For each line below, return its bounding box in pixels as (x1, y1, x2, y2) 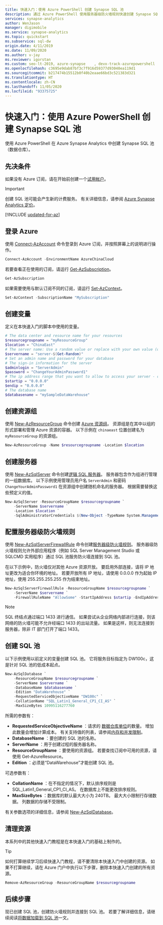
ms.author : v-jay (5, 52, 40, 58)
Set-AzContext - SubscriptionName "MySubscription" (5, 295, 110, 300)
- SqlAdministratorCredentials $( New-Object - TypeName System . (14, 513, 142, 518)
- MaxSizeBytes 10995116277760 (14, 703, 75, 708)
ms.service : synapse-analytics (5, 30, 68, 35)
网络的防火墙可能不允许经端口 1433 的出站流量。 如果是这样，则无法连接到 (5, 620, 154, 626)
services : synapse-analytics (5, 16, 64, 21)
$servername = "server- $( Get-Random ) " (5, 352, 83, 356)
